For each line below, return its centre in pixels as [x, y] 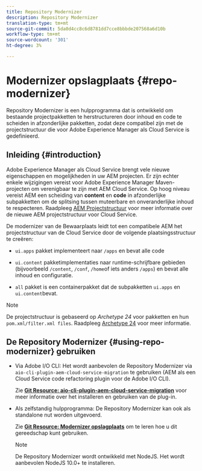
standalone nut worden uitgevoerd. [58, 415]
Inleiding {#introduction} [54, 155]
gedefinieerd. [23, 136]
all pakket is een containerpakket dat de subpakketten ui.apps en [98, 287]
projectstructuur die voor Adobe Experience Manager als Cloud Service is [98, 129]
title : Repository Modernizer [44, 12]
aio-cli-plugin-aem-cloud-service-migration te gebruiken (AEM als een [105, 373]
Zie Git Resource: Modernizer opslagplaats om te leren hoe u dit [96, 427]
